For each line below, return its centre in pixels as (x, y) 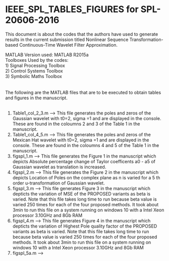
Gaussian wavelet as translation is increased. (59, 167)
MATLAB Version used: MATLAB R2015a (47, 55)
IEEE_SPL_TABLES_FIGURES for (72, 9)
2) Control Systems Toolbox (34, 71)
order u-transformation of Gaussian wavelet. (59, 183)
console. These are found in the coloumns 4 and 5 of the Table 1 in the (86, 145)
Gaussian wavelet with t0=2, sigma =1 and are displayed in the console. (87, 118)
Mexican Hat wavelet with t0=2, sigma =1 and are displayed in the (81, 140)
